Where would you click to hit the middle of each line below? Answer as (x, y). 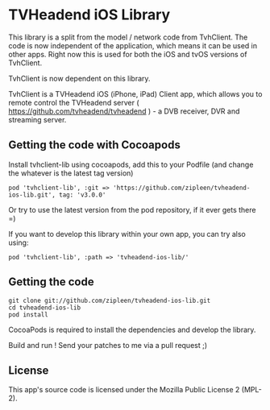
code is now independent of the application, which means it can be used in (133, 45)
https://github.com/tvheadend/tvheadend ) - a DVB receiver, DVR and (124, 111)
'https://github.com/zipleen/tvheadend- (181, 188)
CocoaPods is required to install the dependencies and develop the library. (132, 329)
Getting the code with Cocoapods (95, 145)
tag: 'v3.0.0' (83, 195)
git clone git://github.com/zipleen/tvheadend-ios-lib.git (110, 300)
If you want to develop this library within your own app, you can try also (127, 234)
